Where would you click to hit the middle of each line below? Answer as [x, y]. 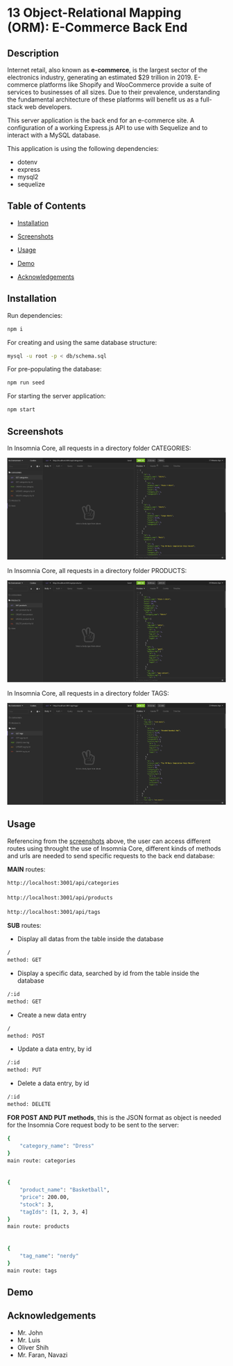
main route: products [38, 1227]
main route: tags [32, 1271]
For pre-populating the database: [54, 369]
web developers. [48, 107]
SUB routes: [24, 926]
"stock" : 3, [37, 1205]
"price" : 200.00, [45, 1197]
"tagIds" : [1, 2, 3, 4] [54, 1212]
